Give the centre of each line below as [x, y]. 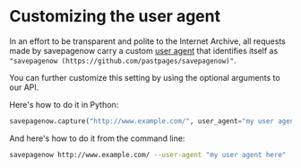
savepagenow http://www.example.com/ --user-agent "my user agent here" [148, 155]
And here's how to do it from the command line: [97, 138]
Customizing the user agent [115, 17]
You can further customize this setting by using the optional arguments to [145, 77]
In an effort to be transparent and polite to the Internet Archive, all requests [148, 41]
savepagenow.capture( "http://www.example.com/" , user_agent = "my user [142, 121]
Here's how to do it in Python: [64, 104]
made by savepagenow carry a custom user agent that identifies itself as [144, 50]
